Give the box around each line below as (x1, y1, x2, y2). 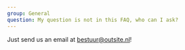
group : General (7, 10, 51, 17)
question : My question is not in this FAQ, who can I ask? (7, 16, 179, 23)
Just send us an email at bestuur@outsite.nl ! (7, 35, 132, 43)
